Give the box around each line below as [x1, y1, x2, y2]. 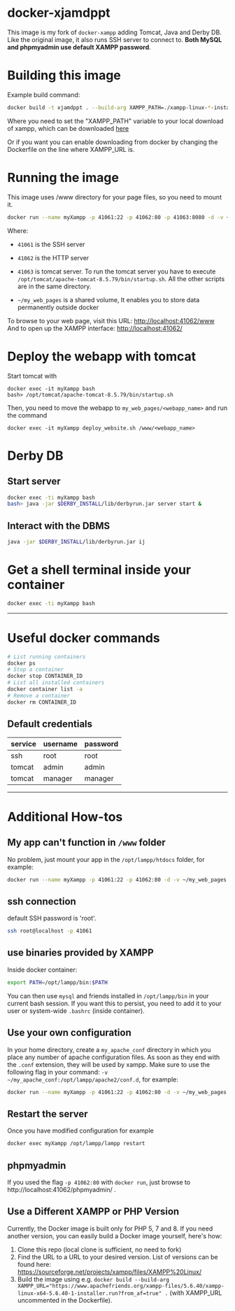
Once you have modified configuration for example [7, 1126, 154, 1135]
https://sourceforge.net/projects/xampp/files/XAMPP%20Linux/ [17, 1268, 201, 1276]
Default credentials [7, 718, 93, 730]
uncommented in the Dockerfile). [17, 1296, 113, 1304]
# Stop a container [7, 666, 64, 673]
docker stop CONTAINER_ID [7, 673, 83, 680]
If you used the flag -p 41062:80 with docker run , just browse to [7, 1177, 191, 1186]
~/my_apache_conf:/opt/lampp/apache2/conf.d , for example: [7, 1075, 178, 1084]
